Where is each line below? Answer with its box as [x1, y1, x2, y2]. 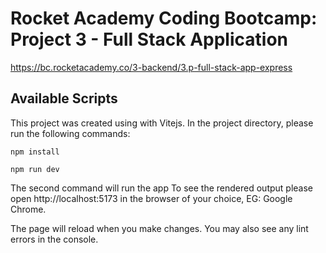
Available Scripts [10, 90, 118, 107]
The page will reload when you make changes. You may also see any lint [10, 222, 309, 234]
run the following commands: [10, 127, 131, 139]
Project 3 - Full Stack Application [10, 28, 288, 51]
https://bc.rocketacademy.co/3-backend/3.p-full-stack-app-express [10, 61, 293, 73]
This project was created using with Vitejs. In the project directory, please [10, 117, 314, 129]
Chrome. [10, 203, 47, 215]
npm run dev [10, 164, 60, 174]
